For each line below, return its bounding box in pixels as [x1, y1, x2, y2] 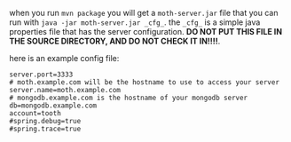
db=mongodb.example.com [9, 101, 98, 110]
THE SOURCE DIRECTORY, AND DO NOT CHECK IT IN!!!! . [9, 35, 221, 46]
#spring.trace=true [9, 124, 82, 133]
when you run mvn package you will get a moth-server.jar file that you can [9, 8, 279, 18]
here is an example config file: [9, 53, 120, 63]
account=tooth [9, 109, 62, 118]
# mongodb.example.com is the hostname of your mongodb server [9, 93, 248, 102]
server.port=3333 [9, 70, 74, 79]
